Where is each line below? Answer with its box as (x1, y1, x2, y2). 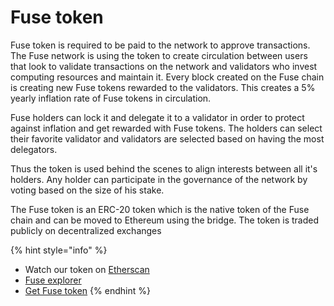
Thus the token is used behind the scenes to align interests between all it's (10, 162, 318, 175)
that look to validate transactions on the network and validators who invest (10, 60, 318, 72)
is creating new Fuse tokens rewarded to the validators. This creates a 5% (10, 81, 316, 93)
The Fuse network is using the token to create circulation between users (10, 49, 308, 61)
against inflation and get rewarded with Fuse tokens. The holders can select (10, 122, 323, 134)
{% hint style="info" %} (10, 244, 108, 256)
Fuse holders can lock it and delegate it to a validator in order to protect (10, 111, 305, 123)
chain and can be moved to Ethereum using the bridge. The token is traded (10, 214, 320, 226)
